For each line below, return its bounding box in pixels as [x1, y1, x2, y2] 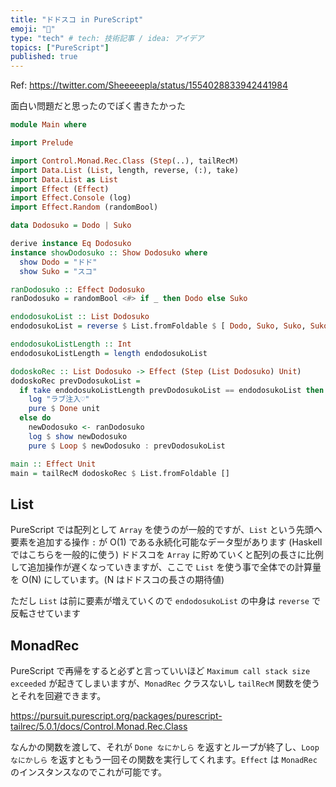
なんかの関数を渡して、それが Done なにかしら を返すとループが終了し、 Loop [10, 741, 320, 753]
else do [19, 413, 52, 423]
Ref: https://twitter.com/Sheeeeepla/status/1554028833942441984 [10, 79, 289, 91]
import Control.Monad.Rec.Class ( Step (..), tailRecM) [10, 156, 240, 166]
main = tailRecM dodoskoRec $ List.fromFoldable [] [10, 468, 230, 478]
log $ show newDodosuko [28, 431, 128, 441]
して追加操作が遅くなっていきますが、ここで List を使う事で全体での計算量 [10, 561, 322, 573]
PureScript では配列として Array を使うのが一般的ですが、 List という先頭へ [10, 524, 323, 536]
